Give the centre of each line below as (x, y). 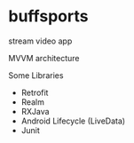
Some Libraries (36, 75)
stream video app (40, 41)
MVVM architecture (44, 58)
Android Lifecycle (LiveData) (73, 121)
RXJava (35, 111)
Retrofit (35, 92)
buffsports (48, 16)
